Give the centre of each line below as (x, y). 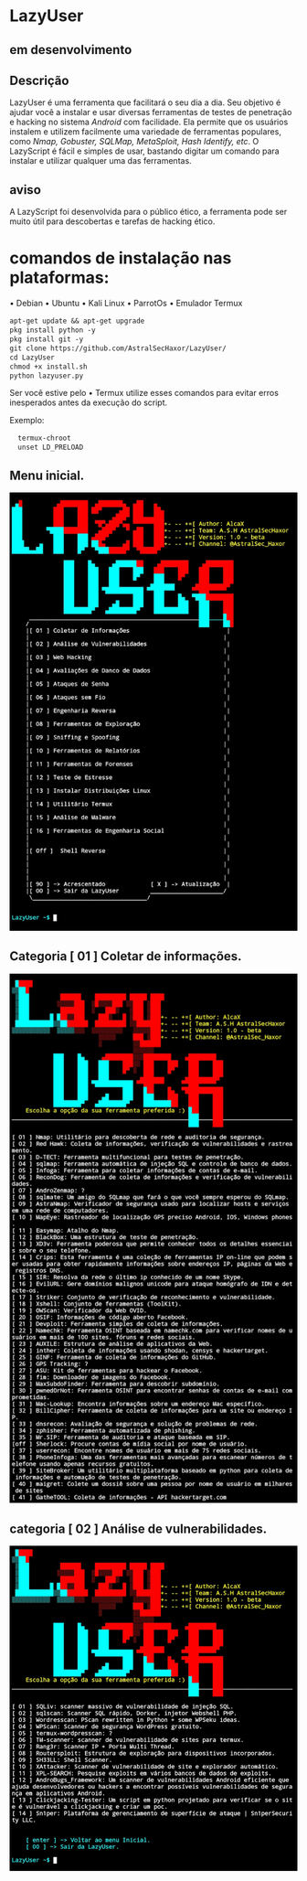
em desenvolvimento (71, 50)
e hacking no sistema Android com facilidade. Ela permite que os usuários (149, 122)
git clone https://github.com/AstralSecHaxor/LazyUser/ (118, 348)
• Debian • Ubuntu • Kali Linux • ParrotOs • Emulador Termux (126, 304)
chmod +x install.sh (49, 367)
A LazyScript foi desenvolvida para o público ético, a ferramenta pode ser (148, 212)
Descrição (39, 80)
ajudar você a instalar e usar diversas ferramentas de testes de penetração (151, 112)
